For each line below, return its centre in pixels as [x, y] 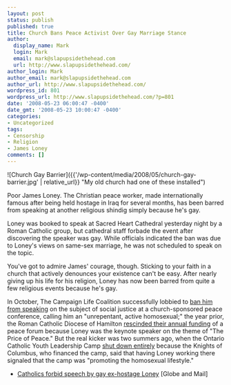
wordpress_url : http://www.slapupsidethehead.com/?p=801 [91, 97]
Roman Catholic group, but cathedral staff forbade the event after [100, 231]
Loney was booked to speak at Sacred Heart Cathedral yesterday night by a [115, 223]
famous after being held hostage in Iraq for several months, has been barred [115, 203]
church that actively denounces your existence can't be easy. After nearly [112, 273]
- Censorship [26, 135]
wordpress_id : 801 [33, 91]
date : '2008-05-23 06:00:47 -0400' [58, 104]
